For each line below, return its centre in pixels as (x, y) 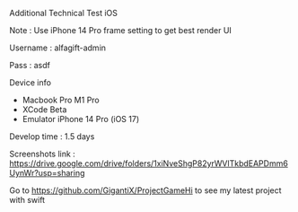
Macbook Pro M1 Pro (61, 100)
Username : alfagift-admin (57, 48)
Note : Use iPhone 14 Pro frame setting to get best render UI (120, 30)
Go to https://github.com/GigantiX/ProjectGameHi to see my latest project (145, 190)
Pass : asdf (30, 65)
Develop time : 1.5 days (52, 137)
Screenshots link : (43, 154)
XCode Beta (44, 110)
